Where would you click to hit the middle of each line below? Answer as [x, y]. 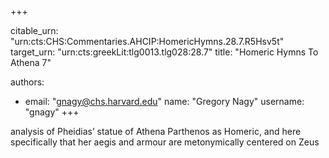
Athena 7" [31, 62]
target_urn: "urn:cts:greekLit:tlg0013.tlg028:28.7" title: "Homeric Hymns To [164, 52]
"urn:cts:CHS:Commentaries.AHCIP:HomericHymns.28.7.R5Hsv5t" [147, 41]
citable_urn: [34, 30]
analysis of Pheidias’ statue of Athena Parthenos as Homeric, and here [156, 131]
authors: [27, 82]
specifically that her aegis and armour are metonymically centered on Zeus [165, 142]
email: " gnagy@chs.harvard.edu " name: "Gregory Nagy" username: [164, 101]
